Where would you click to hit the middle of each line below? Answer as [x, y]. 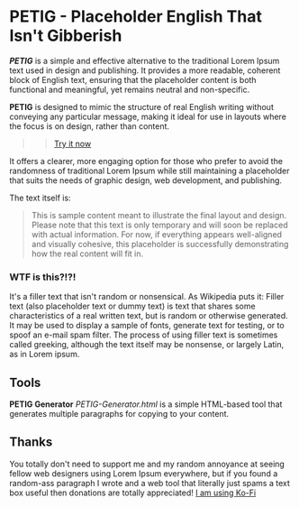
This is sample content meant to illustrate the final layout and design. [159, 215]
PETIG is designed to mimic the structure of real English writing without [142, 106]
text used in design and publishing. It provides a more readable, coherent [145, 70]
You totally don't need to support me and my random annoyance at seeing [147, 464]
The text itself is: [40, 198]
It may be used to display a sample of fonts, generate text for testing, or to [147, 326]
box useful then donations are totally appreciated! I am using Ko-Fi [133, 493]
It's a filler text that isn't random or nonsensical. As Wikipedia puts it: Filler [147, 297]
